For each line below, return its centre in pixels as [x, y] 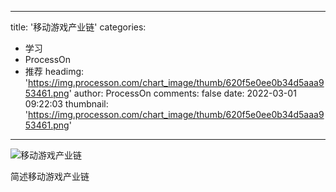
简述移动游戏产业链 [50, 176]
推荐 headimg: [54, 71]
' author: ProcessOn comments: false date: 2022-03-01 [182, 93]
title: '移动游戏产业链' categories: [78, 27]
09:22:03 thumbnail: [66, 104]
